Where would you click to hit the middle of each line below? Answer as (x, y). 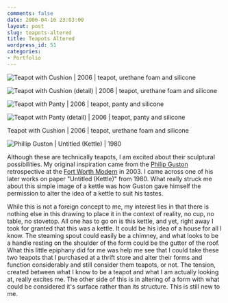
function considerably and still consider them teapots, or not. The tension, (111, 265)
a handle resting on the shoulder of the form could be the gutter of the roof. (114, 243)
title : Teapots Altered (41, 39)
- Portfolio (24, 58)
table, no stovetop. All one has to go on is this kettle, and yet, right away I (110, 221)
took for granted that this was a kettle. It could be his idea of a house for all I (115, 228)
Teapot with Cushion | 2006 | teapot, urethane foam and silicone (98, 130)
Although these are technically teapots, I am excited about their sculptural (111, 157)
